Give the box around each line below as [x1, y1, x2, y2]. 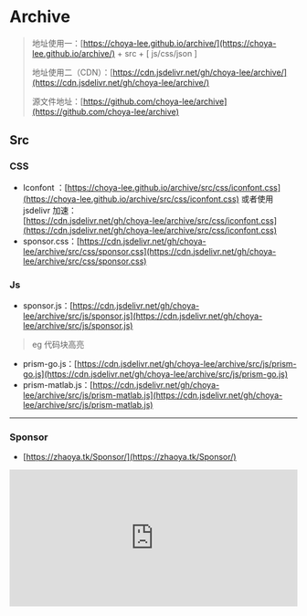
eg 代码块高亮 [31, 339, 85, 350]
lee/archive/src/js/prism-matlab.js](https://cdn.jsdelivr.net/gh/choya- [22, 390, 283, 401]
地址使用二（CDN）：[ [31, 67, 113, 78]
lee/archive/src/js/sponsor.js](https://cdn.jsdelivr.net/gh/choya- [22, 310, 263, 321]
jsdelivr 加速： [22, 204, 78, 215]
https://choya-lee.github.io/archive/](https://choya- [82, 37, 277, 48]
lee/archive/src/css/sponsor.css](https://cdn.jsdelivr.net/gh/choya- [22, 245, 277, 256]
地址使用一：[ [31, 37, 84, 48]
